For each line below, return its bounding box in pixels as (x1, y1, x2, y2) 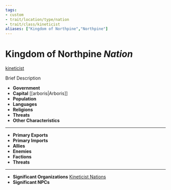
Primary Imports (12, 138, 48, 144)
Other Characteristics (12, 118, 60, 124)
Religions (12, 106, 33, 113)
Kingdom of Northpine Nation (5, 48, 133, 60)
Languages (12, 101, 37, 107)
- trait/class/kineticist (5, 21, 60, 27)
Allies (12, 143, 25, 149)
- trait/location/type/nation (5, 17, 70, 22)
